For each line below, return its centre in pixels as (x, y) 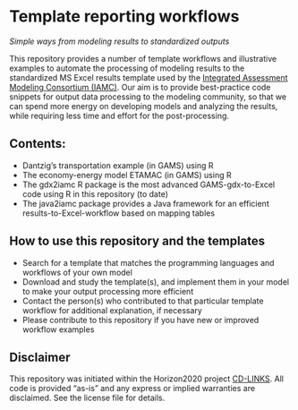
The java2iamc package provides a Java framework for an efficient (146, 203)
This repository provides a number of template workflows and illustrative (143, 58)
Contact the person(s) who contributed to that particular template (143, 301)
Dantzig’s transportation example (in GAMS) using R (118, 165)
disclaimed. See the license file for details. (87, 398)
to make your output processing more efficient (108, 291)
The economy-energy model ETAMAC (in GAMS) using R (127, 175)
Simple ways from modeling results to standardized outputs (119, 41)
